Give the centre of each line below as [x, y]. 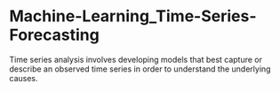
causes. [24, 78]
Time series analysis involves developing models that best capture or [136, 59]
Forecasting [54, 35]
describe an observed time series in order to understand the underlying [140, 69]
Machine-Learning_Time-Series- [133, 16]
